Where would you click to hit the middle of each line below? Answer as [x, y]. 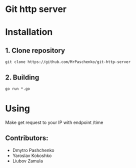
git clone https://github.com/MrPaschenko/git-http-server [68, 62]
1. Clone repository [35, 50]
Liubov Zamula [28, 160]
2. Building [22, 77]
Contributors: [27, 138]
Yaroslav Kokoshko [32, 155]
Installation [29, 32]
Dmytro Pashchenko [33, 150]
